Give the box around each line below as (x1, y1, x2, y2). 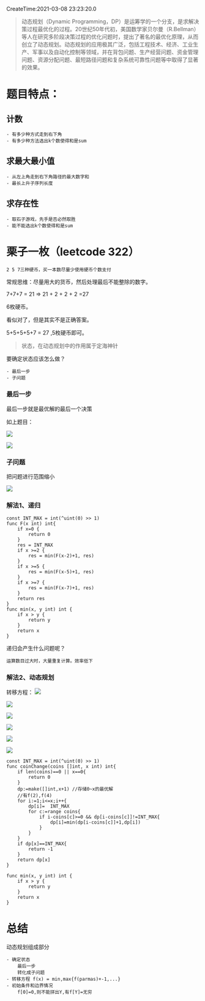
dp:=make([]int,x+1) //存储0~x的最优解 (17, 786, 113, 792)
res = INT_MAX (17, 542, 53, 548)
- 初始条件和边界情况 (6, 982, 53, 989)
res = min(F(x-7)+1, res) (28, 585, 95, 591)
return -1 (28, 846, 53, 852)
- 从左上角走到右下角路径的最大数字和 (6, 174, 90, 180)
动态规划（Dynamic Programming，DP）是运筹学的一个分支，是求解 (21, 18, 194, 25)
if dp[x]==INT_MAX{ (17, 841, 67, 847)
